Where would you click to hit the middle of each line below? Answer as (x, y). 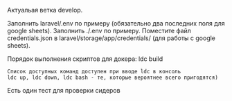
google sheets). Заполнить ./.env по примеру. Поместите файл (99, 31)
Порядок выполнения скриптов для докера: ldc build (85, 59)
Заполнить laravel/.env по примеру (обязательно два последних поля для (116, 23)
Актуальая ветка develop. (45, 10)
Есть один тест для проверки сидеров (64, 90)
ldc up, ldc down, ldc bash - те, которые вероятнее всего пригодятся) (113, 77)
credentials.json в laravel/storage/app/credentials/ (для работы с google (111, 38)
